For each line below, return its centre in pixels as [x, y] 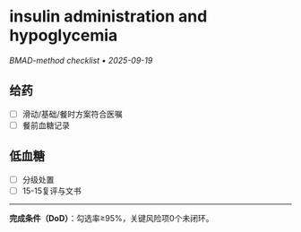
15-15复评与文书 [52, 191]
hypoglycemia [64, 35]
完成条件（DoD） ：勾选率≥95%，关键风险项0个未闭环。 [112, 218]
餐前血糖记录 [46, 125]
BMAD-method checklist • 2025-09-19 [81, 60]
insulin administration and [108, 17]
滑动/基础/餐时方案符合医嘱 [72, 114]
